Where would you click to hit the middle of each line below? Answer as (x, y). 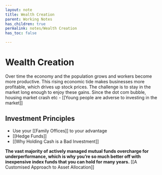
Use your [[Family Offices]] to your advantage (60, 130)
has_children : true (25, 24)
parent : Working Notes (29, 19)
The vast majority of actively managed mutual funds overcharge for (77, 151)
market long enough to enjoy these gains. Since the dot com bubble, (76, 92)
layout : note (19, 10)
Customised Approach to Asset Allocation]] (50, 167)
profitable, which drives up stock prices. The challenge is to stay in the (78, 87)
